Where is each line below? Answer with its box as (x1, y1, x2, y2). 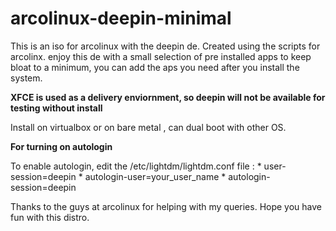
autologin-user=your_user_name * (84, 170, 227, 182)
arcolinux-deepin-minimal (10, 7, 232, 30)
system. (10, 72, 43, 84)
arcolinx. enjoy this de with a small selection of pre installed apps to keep (10, 50, 312, 62)
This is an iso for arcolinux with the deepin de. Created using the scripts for (10, 40, 321, 52)
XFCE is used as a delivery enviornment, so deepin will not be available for (10, 91, 326, 103)
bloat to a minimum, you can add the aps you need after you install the (10, 61, 300, 73)
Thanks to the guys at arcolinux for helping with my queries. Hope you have (10, 200, 323, 212)
